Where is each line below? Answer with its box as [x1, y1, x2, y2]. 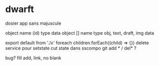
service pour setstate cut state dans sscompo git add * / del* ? [5, 45, 137, 51]
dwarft [5, 4, 34, 15]
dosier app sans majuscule [5, 20, 61, 26]
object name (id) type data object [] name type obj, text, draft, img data [5, 30, 154, 36]
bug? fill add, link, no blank [5, 54, 61, 61]
